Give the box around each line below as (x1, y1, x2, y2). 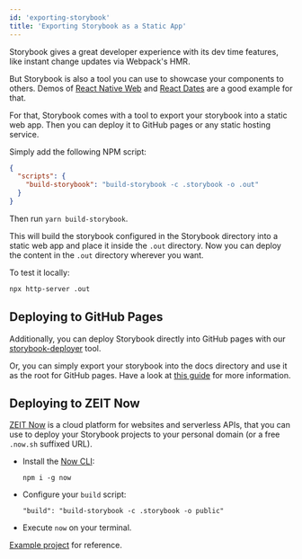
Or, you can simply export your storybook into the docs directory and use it (9, 360, 288, 371)
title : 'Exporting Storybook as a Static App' (9, 22, 187, 31)
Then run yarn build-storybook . (9, 213, 129, 224)
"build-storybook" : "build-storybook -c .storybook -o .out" (25, 181, 259, 190)
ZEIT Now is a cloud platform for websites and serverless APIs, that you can (9, 420, 290, 430)
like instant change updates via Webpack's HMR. (9, 56, 191, 67)
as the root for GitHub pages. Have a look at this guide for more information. (9, 369, 291, 380)
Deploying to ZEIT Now (9, 395, 141, 411)
